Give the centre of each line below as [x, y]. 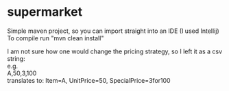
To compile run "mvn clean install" [56, 38]
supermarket [45, 12]
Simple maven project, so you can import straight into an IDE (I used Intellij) [113, 31]
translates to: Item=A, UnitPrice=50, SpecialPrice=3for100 [89, 80]
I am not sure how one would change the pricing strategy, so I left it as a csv [115, 51]
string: [16, 58]
